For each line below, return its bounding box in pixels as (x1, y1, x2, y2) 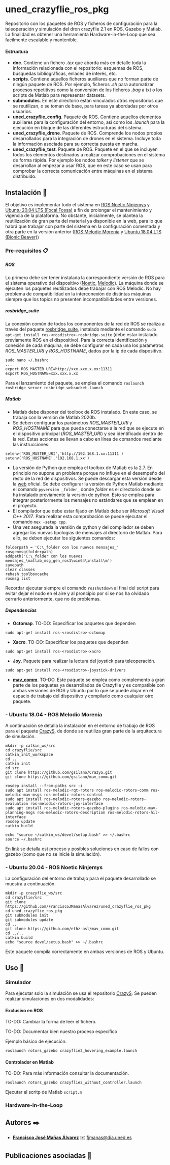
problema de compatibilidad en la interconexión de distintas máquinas (5, 290, 152, 296)
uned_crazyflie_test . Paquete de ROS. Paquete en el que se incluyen (12, 146, 158, 152)
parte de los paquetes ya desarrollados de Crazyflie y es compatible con (12, 682, 165, 688)
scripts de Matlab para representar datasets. (12, 92, 106, 98)
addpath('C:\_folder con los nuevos (5, 554, 83, 559)
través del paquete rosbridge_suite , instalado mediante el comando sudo (5, 326, 156, 332)
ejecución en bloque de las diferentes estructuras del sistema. (12, 125, 143, 131)
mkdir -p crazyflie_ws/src (5, 890, 62, 896)
